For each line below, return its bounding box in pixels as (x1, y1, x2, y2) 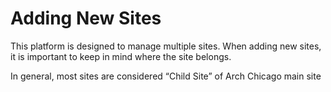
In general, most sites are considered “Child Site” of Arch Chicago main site (10, 70, 322, 82)
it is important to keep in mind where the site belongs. (10, 50, 232, 62)
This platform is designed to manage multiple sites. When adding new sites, (10, 40, 322, 52)
